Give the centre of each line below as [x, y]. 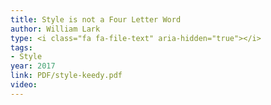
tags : [21, 47]
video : [24, 85]
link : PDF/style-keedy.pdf [66, 76]
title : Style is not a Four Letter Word [96, 19]
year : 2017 [33, 66]
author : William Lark [55, 29]
